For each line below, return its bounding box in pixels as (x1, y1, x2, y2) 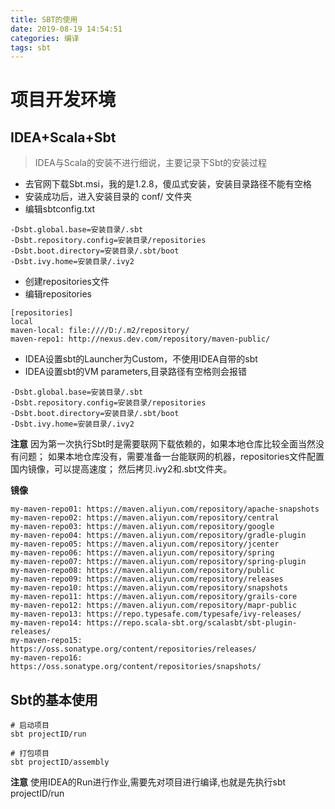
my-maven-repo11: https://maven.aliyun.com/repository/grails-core (10, 592, 298, 602)
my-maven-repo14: (10, 618, 83, 628)
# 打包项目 (10, 749, 50, 759)
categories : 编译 (10, 33, 80, 43)
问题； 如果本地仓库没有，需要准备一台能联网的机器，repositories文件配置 (18, 451, 325, 463)
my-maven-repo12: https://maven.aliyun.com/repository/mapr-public (10, 601, 298, 611)
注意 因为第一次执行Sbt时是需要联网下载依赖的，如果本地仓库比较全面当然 (10, 438, 317, 450)
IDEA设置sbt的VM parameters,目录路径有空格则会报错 (24, 366, 247, 378)
